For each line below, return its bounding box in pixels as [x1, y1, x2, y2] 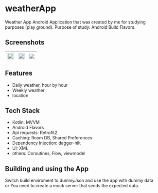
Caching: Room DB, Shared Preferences [12, 135, 92, 141]
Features [5, 69, 33, 77]
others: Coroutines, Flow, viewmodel [12, 151, 86, 156]
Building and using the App [5, 164, 89, 173]
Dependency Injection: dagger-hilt [12, 140, 81, 146]
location [12, 92, 29, 98]
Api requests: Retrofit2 [12, 130, 57, 135]
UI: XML [12, 145, 29, 151]
